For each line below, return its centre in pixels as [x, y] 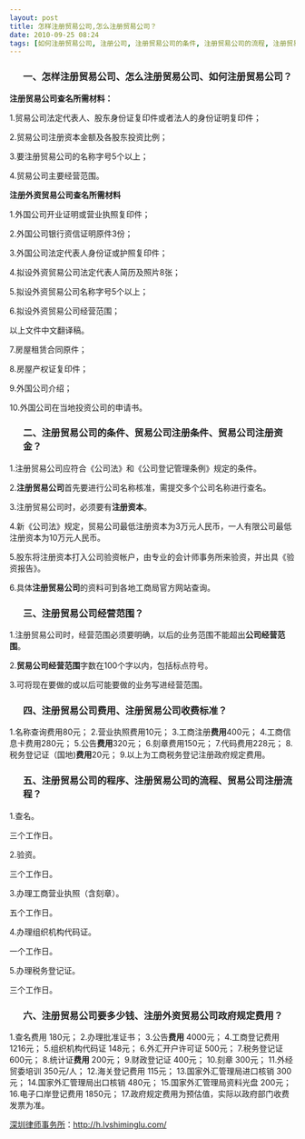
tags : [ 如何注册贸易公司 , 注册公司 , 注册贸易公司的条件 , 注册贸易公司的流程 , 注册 [148, 43]
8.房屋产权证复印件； [49, 368]
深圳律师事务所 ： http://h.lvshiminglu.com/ [88, 1124]
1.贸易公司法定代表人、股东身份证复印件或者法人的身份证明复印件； [135, 117]
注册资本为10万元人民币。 [58, 537]
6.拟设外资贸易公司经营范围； [65, 311]
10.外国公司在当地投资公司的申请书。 [79, 407]
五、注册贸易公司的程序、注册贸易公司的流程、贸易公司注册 [152, 781]
